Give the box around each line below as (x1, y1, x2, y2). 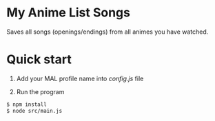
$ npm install (6, 101, 48, 108)
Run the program (16, 87, 65, 96)
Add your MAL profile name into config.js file (16, 74, 144, 82)
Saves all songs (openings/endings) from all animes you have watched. (6, 27, 209, 36)
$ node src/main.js (6, 107, 63, 114)
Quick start (6, 52, 72, 67)
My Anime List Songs (6, 5, 130, 21)
